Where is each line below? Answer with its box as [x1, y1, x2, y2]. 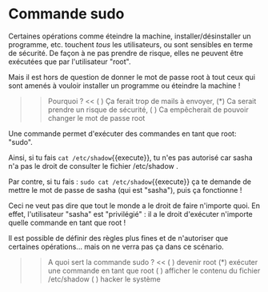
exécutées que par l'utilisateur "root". [8, 57, 131, 66]
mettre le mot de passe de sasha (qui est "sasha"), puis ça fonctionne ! [8, 185, 242, 194]
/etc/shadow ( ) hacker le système [47, 274, 162, 284]
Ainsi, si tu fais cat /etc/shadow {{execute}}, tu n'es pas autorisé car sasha [8, 153, 254, 162]
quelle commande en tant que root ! [8, 218, 126, 227]
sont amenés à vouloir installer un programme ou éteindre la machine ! [8, 81, 241, 90]
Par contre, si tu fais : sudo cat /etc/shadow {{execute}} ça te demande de [8, 177, 252, 186]
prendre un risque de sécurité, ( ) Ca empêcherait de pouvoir [47, 105, 250, 114]
